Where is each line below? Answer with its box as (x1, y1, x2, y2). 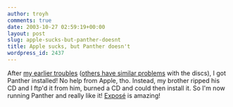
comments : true (7, 17, 52, 24)
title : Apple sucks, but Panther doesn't (7, 43, 131, 50)
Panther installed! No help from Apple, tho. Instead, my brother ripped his (7, 76, 220, 84)
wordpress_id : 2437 (7, 50, 65, 57)
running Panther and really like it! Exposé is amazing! (7, 91, 160, 99)
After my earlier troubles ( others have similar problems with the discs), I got (7, 68, 227, 77)
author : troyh (7, 10, 49, 18)
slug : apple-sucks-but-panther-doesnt (7, 37, 121, 44)
